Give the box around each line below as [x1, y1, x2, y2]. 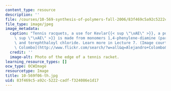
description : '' [5, 12, 40, 17]
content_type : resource [5, 7, 56, 13]
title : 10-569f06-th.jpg [5, 73, 58, 78]
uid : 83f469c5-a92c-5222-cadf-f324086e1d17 [5, 78, 99, 83]
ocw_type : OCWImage [5, 64, 47, 69]
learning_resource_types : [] [5, 59, 67, 64]
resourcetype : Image [5, 69, 49, 74]
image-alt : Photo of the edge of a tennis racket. [10, 54, 120, 60]
